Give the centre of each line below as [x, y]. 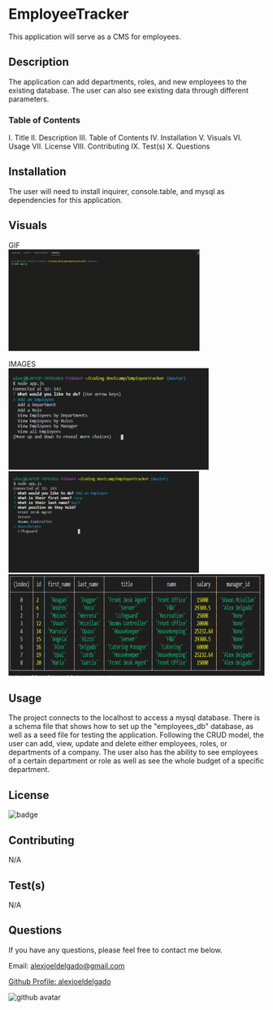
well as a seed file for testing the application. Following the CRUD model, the [136, 735]
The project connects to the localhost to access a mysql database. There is [134, 718]
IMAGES [22, 364]
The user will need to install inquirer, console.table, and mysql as [117, 191]
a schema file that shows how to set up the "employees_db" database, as [131, 727]
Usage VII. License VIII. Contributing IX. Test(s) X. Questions [109, 146]
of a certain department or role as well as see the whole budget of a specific [136, 761]
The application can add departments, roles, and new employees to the [128, 81]
